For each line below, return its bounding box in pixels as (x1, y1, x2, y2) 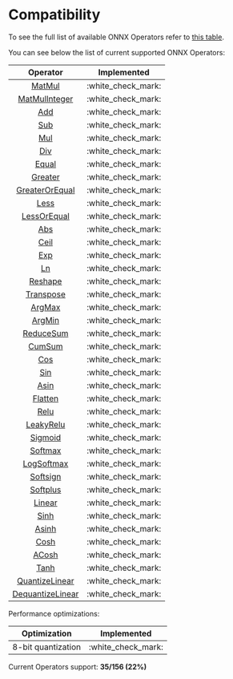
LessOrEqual (21, 210, 70, 221)
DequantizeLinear (12, 588, 79, 599)
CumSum (27, 341, 63, 352)
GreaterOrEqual (15, 184, 75, 196)
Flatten (32, 393, 58, 404)
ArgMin (31, 314, 60, 325)
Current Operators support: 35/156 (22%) (8, 661, 147, 671)
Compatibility (8, 6, 101, 24)
